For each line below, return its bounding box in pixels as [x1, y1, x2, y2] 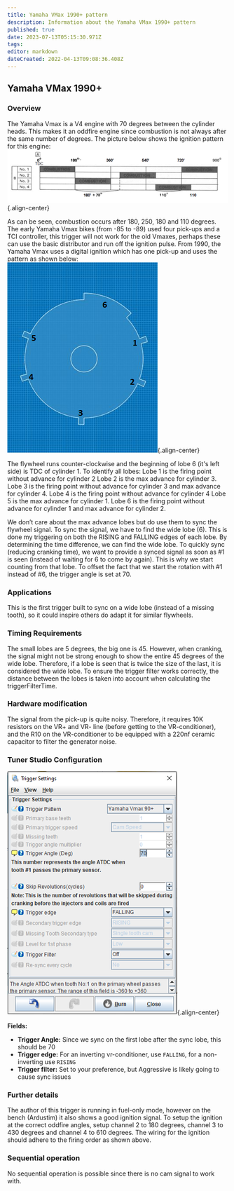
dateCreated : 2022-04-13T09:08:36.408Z [7, 56, 124, 63]
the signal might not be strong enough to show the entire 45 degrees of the [7, 652, 225, 660]
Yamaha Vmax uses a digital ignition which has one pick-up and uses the [7, 247, 218, 255]
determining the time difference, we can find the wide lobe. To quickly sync [7, 540, 226, 548]
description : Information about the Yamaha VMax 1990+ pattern [7, 18, 196, 26]
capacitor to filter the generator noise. [7, 737, 117, 746]
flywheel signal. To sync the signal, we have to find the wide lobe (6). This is [7, 525, 228, 533]
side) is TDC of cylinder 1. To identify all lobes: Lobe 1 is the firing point [7, 467, 212, 475]
